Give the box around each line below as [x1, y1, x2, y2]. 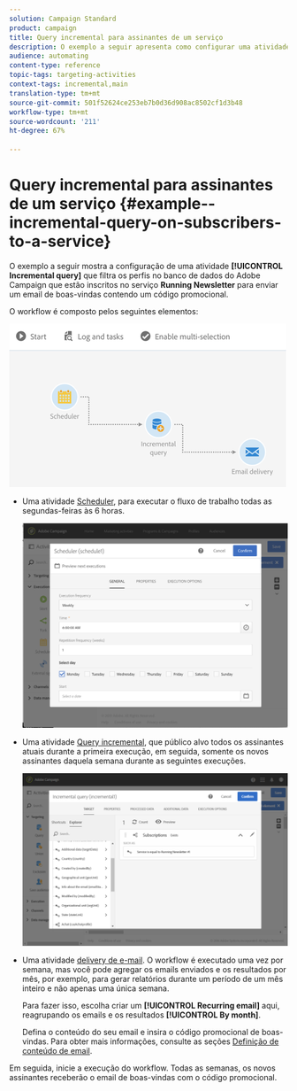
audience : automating [9, 51, 89, 61]
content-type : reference [9, 61, 101, 70]
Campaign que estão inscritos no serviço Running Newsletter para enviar [9, 279, 278, 290]
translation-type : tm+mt [9, 89, 101, 97]
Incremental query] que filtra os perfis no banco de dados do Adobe [9, 270, 261, 281]
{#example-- [118, 194, 216, 214]
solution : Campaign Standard [9, 14, 117, 23]
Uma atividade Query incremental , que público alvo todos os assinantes [21, 736, 285, 747]
